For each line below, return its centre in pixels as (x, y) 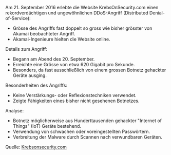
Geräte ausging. (30, 75)
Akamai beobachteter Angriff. (44, 34)
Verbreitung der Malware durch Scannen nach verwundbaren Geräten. (88, 137)
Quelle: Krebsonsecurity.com (36, 147)
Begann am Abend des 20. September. (54, 59)
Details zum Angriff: (26, 49)
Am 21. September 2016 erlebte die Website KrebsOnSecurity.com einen (82, 7)
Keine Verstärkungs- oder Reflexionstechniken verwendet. (75, 95)
